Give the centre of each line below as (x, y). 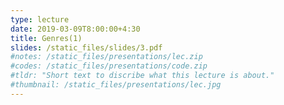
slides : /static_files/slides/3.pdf (86, 47)
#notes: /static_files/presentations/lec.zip (106, 57)
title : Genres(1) (46, 38)
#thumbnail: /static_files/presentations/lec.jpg (116, 85)
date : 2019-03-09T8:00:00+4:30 (75, 29)
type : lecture (40, 19)
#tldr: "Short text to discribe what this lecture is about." (142, 76)
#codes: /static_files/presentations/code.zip (109, 66)
